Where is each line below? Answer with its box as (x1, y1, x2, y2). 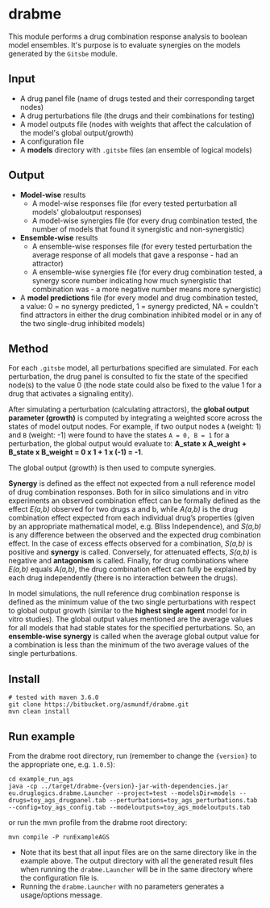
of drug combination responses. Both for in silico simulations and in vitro (8, 487, 249, 497)
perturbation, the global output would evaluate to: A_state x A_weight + (8, 439, 247, 449)
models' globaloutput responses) (31, 207, 143, 216)
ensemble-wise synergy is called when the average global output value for (8, 631, 260, 642)
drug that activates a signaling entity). (8, 389, 135, 399)
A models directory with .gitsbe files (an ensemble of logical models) (19, 144, 252, 154)
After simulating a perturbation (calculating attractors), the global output (8, 404, 250, 414)
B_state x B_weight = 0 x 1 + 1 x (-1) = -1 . (8, 447, 143, 457)
